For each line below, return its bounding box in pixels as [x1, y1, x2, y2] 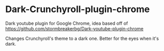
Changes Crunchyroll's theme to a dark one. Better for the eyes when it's [5, 35, 159, 41]
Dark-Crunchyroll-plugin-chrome [5, 4, 150, 15]
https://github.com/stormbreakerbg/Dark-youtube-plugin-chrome [5, 25, 144, 31]
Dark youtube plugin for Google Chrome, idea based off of [5, 20, 128, 26]
